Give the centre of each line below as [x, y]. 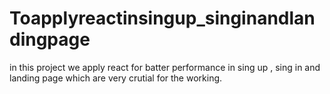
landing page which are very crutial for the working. [116, 78]
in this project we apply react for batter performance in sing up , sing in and [165, 67]
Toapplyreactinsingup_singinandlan [162, 18]
